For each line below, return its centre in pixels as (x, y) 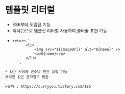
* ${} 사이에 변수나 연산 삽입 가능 (36, 71)
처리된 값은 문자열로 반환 (27, 77)
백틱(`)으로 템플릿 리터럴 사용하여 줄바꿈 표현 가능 (60, 30)
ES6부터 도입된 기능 (31, 24)
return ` (21, 41)
